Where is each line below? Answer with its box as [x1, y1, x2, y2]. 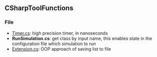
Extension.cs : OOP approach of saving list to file [11, 46, 111, 52]
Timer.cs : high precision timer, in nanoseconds [11, 30, 108, 36]
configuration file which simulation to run [11, 41, 96, 47]
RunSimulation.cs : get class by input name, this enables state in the [11, 35, 153, 41]
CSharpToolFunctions [4, 4, 73, 12]
